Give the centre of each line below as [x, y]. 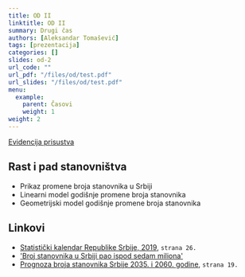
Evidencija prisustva [41, 142]
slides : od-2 [30, 60]
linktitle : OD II [37, 23]
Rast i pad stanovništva [68, 167]
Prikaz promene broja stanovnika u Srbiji [86, 186]
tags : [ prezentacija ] [44, 45]
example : [30, 97]
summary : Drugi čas [41, 30]
